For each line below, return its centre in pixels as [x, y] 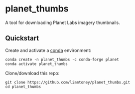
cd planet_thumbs [23, 86]
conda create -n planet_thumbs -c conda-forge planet [62, 59]
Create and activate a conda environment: [48, 50]
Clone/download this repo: [32, 73]
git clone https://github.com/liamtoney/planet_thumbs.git [68, 82]
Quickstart [22, 38]
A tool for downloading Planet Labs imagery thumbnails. [63, 22]
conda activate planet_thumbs [37, 64]
